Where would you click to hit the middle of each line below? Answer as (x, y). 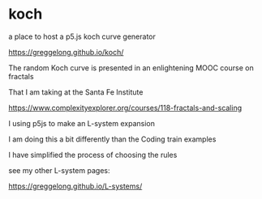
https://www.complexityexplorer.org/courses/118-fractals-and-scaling (125, 108)
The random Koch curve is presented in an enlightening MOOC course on (131, 68)
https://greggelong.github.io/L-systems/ (75, 186)
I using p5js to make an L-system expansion (82, 123)
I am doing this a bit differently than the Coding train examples (112, 139)
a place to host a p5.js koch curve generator (82, 36)
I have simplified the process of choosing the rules (93, 155)
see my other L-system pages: (59, 170)
